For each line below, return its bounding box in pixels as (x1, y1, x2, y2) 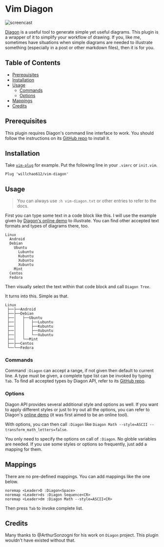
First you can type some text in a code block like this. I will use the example (5, 212, 157, 218)
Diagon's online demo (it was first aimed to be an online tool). (5, 412, 128, 418)
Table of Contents (5, 59, 61, 67)
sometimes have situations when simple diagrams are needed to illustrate (5, 39, 153, 45)
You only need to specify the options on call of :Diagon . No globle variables (5, 436, 157, 442)
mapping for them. (5, 446, 42, 452)
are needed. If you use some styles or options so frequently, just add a (5, 441, 147, 447)
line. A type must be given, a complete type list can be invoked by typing (5, 373, 151, 379)
